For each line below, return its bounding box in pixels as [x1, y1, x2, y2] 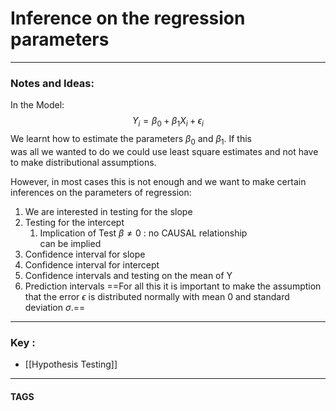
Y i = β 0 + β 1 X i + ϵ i [132, 115, 204, 129]
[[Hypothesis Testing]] [24, 358, 118, 371]
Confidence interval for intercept [24, 258, 160, 271]
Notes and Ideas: [10, 76, 95, 90]
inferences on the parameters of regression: [10, 186, 192, 198]
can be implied [39, 237, 102, 249]
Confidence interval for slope [24, 248, 146, 260]
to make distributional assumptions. [10, 156, 157, 168]
